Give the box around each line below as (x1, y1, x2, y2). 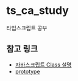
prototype (15, 68, 41, 75)
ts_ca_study (6, 4, 69, 18)
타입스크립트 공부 (6, 24, 48, 31)
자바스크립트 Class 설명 (15, 61, 72, 68)
